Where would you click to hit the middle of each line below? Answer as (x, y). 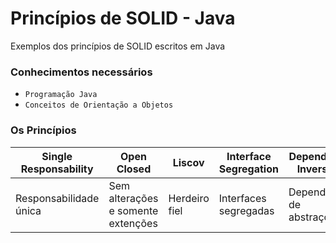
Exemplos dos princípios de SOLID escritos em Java (118, 46)
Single (57, 156)
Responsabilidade (57, 198)
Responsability (57, 169)
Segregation (248, 169)
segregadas (246, 210)
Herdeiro (189, 198)
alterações (133, 198)
